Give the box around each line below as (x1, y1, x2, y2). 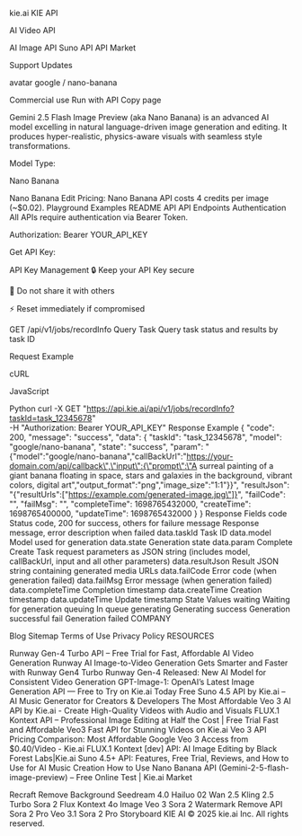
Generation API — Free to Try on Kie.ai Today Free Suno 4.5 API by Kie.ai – (9, 686, 286, 697)
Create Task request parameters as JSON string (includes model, (9, 547, 251, 557)
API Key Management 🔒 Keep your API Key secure (9, 265, 195, 275)
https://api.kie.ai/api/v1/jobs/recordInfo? (86, 403, 235, 414)
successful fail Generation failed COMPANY (9, 613, 172, 623)
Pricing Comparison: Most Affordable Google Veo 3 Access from (9, 734, 249, 744)
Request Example (9, 351, 75, 362)
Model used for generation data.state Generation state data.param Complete (9, 537, 293, 547)
